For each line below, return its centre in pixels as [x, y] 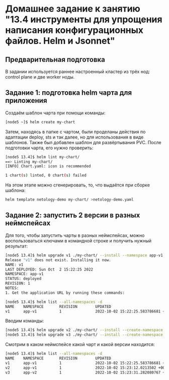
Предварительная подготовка [55, 59]
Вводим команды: [25, 321]
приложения [26, 101]
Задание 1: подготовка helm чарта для [69, 93]
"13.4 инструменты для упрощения [84, 19]
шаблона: [16, 191]
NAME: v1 [14, 265]
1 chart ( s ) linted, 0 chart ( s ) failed [46, 175]
